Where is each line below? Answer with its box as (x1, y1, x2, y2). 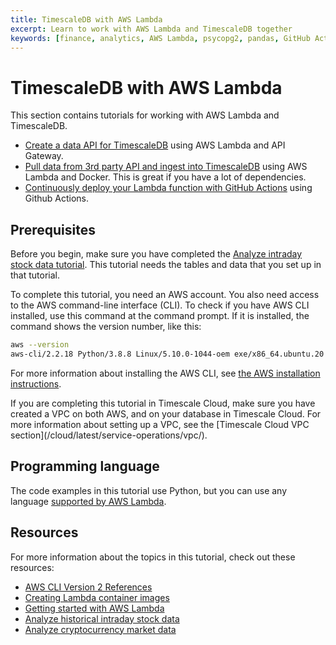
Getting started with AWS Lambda (24, 602, 165, 614)
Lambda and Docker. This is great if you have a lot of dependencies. (24, 171, 307, 183)
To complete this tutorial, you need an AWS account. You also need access (10, 289, 320, 301)
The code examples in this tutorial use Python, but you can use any (10, 484, 288, 496)
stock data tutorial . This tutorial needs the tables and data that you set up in (10, 259, 322, 271)
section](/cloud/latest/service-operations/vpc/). (10, 429, 208, 441)
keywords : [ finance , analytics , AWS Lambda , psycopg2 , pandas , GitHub (10, 33, 311, 43)
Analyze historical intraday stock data (24, 612, 180, 625)
